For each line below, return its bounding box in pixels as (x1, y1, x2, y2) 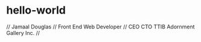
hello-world (6, 4, 66, 17)
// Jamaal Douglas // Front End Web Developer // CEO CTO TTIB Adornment (6, 23, 195, 30)
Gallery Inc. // (6, 29, 40, 36)
